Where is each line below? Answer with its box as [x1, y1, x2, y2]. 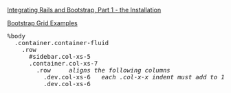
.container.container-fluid [14, 39, 109, 46]
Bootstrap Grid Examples [7, 19, 78, 27]
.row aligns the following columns [36, 66, 170, 74]
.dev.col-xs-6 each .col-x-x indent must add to [43, 73, 218, 81]
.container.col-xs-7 [28, 59, 98, 67]
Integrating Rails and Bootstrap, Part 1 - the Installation [7, 6, 162, 14]
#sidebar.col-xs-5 [28, 53, 91, 60]
